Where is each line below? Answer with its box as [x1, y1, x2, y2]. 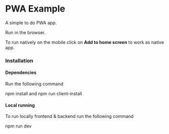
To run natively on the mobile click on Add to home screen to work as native [5, 39, 164, 45]
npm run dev [5, 123, 32, 129]
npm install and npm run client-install [5, 91, 82, 97]
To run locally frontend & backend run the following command [5, 113, 134, 119]
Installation [5, 57, 34, 64]
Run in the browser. [5, 29, 46, 35]
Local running [5, 102, 35, 108]
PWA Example [5, 3, 66, 15]
